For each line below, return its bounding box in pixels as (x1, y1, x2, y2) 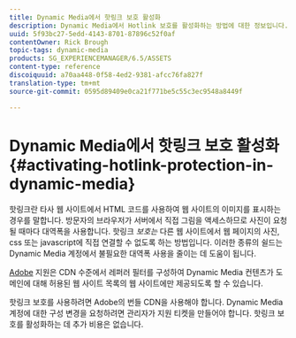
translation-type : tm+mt (9, 79, 101, 88)
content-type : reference (9, 63, 101, 72)
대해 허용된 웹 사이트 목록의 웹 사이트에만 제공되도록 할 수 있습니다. (32, 278, 263, 288)
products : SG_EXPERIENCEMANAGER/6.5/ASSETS (9, 54, 172, 63)
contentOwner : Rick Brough (9, 37, 109, 47)
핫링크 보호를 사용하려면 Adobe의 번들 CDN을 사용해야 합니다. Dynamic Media (9, 297, 284, 308)
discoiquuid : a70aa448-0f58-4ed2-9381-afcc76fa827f (9, 71, 203, 80)
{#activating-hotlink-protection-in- (9, 155, 274, 175)
